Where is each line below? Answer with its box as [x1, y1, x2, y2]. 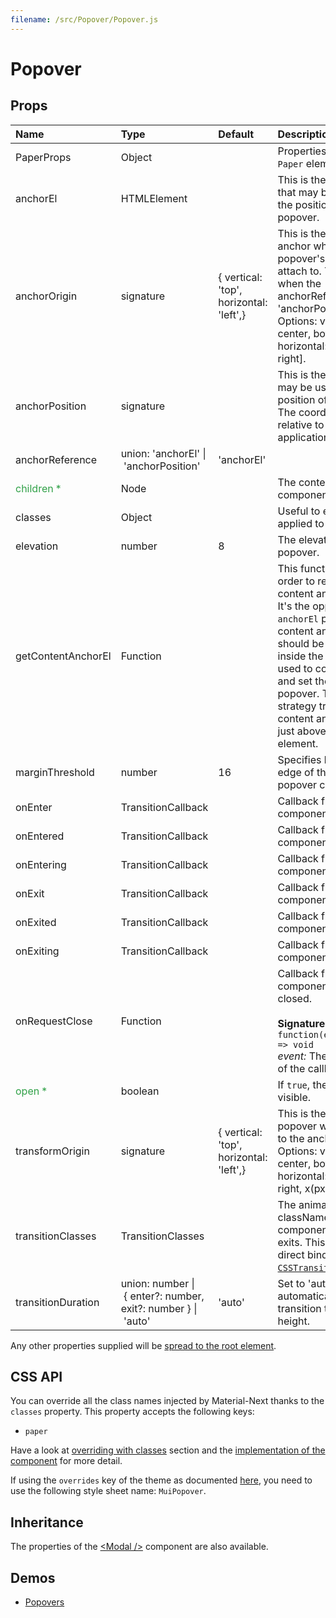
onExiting [15, 944, 60, 958]
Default [218, 127, 255, 141]
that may [277, 185, 319, 199]
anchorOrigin [15, 289, 78, 303]
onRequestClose [15, 1014, 93, 1028]
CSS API [10, 1369, 63, 1386]
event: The [277, 1049, 328, 1063]
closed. [277, 991, 313, 1005]
